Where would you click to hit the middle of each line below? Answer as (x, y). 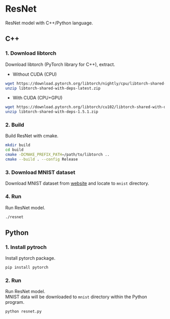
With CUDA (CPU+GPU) (37, 98)
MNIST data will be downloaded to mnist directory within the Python (76, 297)
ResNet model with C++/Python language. (49, 23)
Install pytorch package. (30, 258)
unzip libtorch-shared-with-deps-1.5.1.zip (52, 112)
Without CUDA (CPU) (35, 74)
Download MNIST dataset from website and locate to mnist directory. (77, 184)
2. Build (15, 125)
